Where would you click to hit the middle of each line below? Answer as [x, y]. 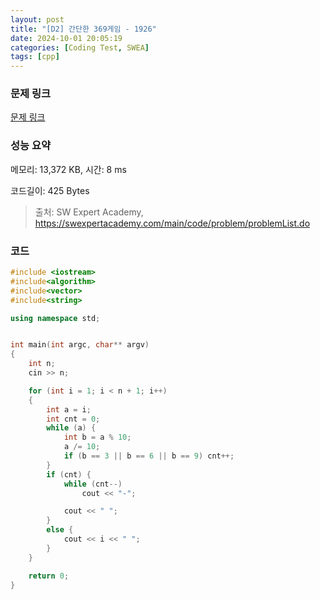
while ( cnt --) [93, 484]
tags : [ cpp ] [35, 57]
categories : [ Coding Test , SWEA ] [80, 47]
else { [60, 530]
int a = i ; [69, 409]
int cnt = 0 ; [73, 419]
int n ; [42, 364]
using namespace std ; [55, 318]
